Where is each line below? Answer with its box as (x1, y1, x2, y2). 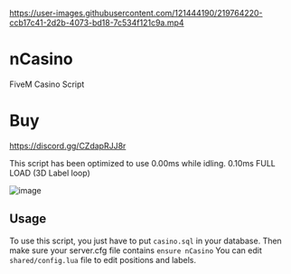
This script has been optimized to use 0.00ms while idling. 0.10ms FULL (9, 157, 276, 168)
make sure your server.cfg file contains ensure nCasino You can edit (9, 244, 262, 256)
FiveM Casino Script (9, 79, 85, 90)
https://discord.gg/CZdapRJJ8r (9, 140, 127, 151)
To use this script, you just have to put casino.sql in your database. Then (9, 235, 282, 246)
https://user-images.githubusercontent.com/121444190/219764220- (9, 8, 264, 18)
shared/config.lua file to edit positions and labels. (9, 254, 197, 265)
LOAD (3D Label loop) (9, 167, 90, 178)
